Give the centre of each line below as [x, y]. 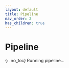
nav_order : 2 [18, 18]
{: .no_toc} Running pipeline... [35, 61]
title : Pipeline [22, 14]
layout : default [22, 9]
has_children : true [25, 23]
